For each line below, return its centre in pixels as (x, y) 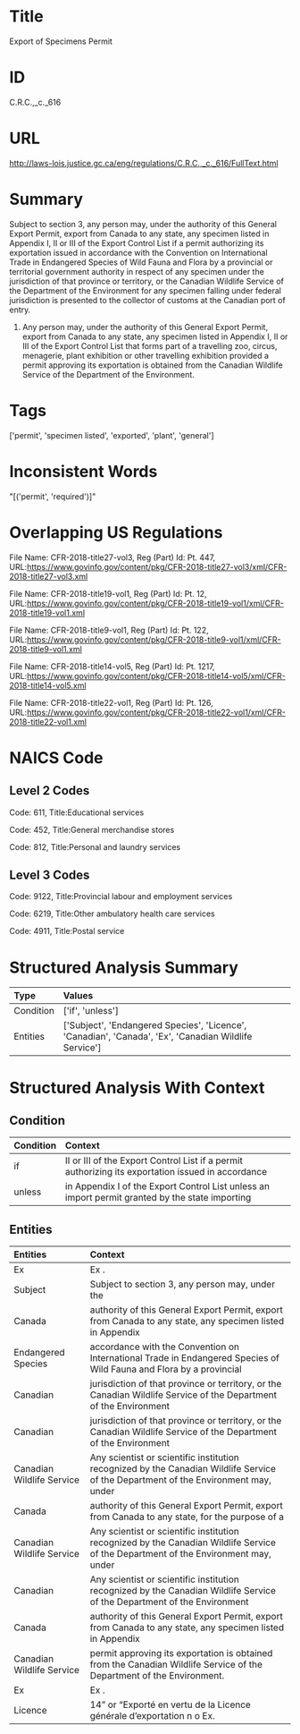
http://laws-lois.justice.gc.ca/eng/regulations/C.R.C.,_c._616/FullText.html (144, 163)
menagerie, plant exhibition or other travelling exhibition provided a (146, 355)
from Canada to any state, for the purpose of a (187, 1517)
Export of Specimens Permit (61, 41)
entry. (20, 310)
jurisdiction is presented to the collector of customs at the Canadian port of (147, 300)
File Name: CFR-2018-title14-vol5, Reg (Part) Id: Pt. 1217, (112, 666)
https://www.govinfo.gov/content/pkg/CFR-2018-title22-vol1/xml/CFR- (156, 712)
